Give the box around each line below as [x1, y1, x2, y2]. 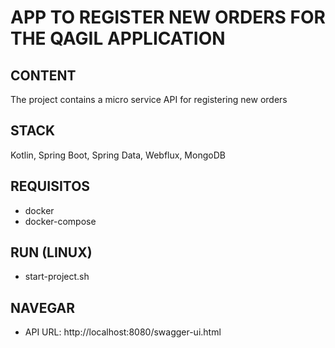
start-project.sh [24, 271, 90, 283]
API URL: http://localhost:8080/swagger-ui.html [24, 326, 222, 338]
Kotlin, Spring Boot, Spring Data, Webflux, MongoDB [10, 149, 226, 161]
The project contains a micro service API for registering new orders [10, 94, 288, 105]
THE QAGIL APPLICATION [10, 27, 226, 50]
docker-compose [24, 215, 97, 227]
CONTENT [10, 67, 77, 84]
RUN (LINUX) [10, 244, 93, 261]
